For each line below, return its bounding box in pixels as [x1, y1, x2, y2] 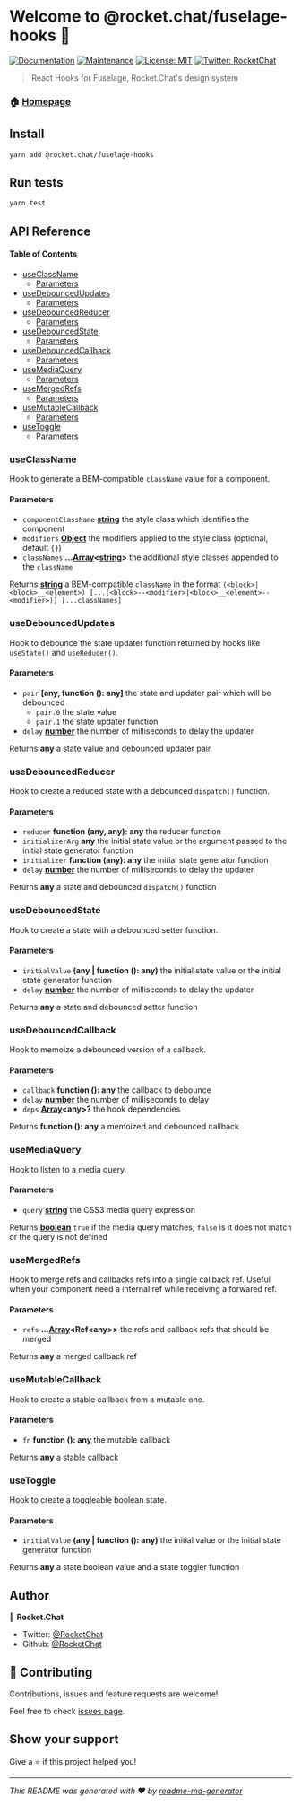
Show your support [9, 1731, 119, 1747]
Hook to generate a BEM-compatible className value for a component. [9, 474, 271, 484]
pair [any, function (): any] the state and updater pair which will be [21, 687, 271, 698]
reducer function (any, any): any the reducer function [21, 826, 221, 837]
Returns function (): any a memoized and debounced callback [9, 1121, 240, 1132]
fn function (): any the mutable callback [21, 1434, 171, 1445]
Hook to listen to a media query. [9, 1164, 127, 1174]
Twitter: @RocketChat [21, 1629, 104, 1640]
